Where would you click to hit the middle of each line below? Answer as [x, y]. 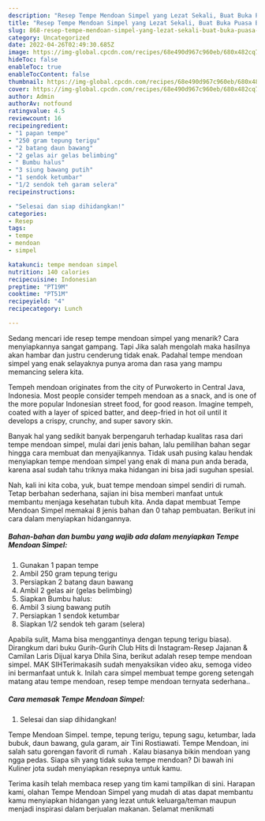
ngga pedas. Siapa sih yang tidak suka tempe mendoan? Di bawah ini [121, 759]
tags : [17, 229]
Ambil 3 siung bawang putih [65, 607]
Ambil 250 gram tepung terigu [69, 573]
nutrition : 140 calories [49, 272]
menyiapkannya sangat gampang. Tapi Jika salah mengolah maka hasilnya [129, 346]
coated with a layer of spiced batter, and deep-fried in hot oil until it [118, 412]
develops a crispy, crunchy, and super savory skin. [91, 421]
